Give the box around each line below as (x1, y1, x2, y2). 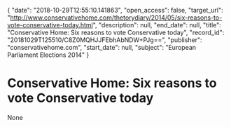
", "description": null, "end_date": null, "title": (92, 21, 222, 29)
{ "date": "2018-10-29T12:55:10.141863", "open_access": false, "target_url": (7, 6, 224, 14)
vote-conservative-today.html (7, 21, 93, 29)
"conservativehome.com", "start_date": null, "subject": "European (7, 44, 197, 51)
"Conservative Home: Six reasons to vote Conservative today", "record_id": (7, 28, 225, 36)
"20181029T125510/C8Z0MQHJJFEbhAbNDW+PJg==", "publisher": (7, 36, 202, 44)
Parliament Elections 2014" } (7, 51, 90, 59)
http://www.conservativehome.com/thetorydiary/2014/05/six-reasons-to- (10, 13, 223, 22)
